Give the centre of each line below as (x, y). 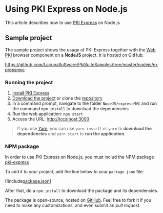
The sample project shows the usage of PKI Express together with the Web (81, 49)
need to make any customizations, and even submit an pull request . (73, 205)
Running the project (29, 82)
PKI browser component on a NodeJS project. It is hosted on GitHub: (74, 55)
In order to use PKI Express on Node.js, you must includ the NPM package (80, 157)
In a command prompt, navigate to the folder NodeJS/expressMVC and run (84, 103)
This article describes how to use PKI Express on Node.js (62, 23)
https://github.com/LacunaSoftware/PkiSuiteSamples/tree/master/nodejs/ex (81, 64)
